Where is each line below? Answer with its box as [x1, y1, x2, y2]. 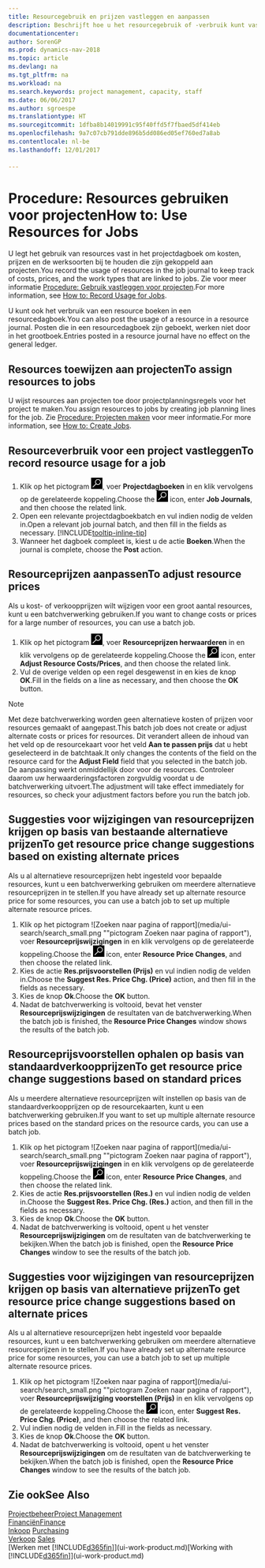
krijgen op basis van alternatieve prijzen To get [8, 1282, 241, 1296]
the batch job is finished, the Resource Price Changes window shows [19, 1016, 247, 1026]
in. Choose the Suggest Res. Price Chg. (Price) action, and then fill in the [19, 974, 256, 984]
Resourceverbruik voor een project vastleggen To [8, 444, 254, 457]
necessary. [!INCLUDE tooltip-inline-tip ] [19, 528, 147, 538]
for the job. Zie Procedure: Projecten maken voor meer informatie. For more [8, 413, 252, 422]
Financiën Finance [8, 1517, 66, 1527]
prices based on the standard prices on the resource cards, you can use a [8, 1118, 249, 1128]
